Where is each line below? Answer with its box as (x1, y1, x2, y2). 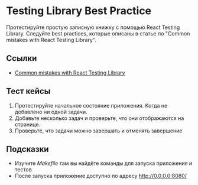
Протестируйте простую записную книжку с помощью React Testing (6, 24, 180, 31)
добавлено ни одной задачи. (14, 108, 87, 115)
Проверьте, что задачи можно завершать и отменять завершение (14, 127, 183, 134)
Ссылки (6, 53, 37, 63)
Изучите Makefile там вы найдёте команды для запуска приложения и (14, 160, 193, 167)
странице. (14, 121, 40, 128)
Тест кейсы (6, 86, 51, 96)
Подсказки (6, 144, 49, 154)
